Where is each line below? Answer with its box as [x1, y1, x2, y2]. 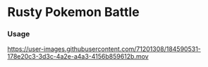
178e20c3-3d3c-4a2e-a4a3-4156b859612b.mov [7, 52, 149, 61]
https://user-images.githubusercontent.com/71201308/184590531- [7, 45, 201, 53]
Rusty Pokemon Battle [7, 4, 140, 20]
